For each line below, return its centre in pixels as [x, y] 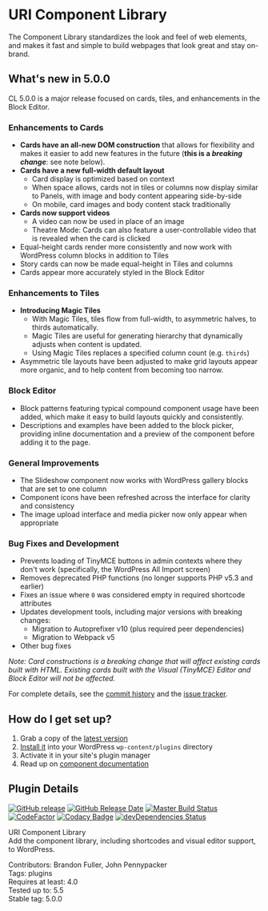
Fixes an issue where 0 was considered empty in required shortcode [132, 595]
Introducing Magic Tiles [60, 310]
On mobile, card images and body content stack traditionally [131, 205]
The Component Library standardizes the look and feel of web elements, [128, 37]
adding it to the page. [55, 442]
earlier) [32, 586]
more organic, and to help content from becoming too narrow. [122, 370]
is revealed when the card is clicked [91, 238]
